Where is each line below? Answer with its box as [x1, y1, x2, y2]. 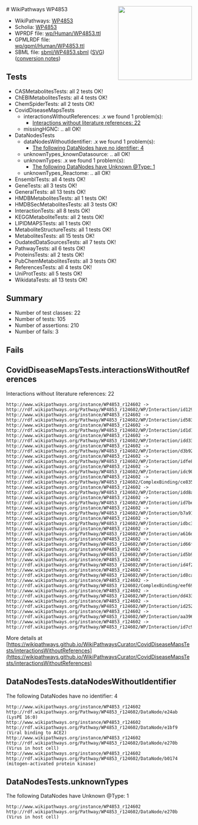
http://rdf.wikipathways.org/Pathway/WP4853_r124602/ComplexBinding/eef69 [6, 583, 194, 588]
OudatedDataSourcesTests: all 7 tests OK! [14, 238, 116, 245]
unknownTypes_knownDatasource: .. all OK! [23, 150, 131, 157]
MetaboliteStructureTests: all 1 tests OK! [14, 226, 111, 233]
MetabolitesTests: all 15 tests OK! [14, 232, 95, 239]
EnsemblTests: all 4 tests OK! [14, 176, 86, 183]
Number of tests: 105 [14, 315, 66, 322]
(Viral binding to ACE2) [6, 730, 67, 736]
